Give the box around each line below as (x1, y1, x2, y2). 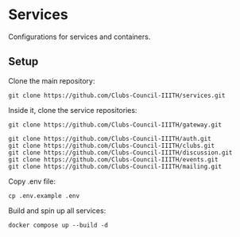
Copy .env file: (8, 177, 56, 186)
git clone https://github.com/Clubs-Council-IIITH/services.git (8, 91, 226, 99)
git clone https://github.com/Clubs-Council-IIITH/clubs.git (8, 142, 215, 150)
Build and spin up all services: (8, 205, 106, 216)
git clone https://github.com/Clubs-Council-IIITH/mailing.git (8, 162, 223, 170)
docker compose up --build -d (8, 221, 109, 229)
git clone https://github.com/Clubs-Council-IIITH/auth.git (8, 134, 212, 142)
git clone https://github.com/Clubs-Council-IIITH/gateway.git (8, 121, 223, 129)
